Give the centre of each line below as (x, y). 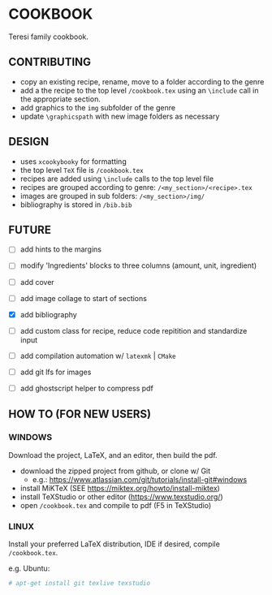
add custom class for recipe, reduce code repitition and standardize (134, 330)
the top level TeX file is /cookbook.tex (82, 170)
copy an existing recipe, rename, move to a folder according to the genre (142, 81)
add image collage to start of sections (84, 298)
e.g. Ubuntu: (29, 568)
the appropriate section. (60, 99)
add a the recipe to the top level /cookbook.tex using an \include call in (139, 90)
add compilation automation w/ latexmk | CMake (98, 356)
